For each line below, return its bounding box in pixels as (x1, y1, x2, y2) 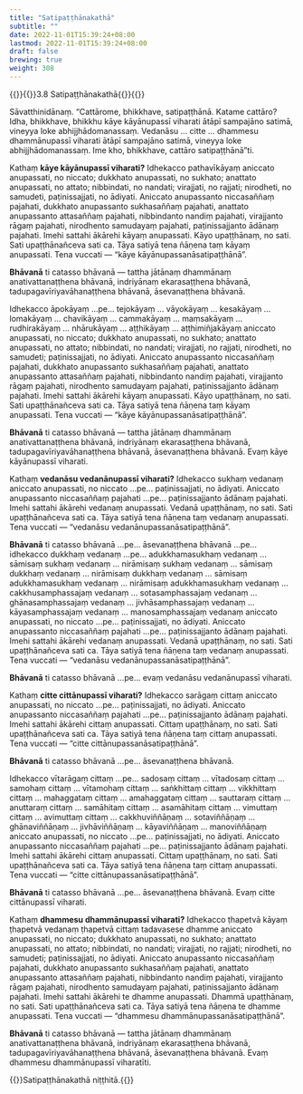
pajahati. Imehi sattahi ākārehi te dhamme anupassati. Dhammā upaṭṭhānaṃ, (9, 991, 294, 1002)
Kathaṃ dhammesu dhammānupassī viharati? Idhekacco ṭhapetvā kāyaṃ (9, 914, 288, 925)
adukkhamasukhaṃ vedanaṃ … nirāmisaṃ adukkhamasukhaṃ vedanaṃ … (9, 577, 289, 588)
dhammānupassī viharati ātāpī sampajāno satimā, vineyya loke (9, 135, 242, 146)
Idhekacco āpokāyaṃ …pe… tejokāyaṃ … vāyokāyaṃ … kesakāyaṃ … (9, 303, 271, 314)
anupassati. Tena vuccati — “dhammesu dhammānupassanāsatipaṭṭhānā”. (9, 1010, 286, 1021)
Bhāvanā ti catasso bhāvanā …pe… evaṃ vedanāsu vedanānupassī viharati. (9, 672, 292, 683)
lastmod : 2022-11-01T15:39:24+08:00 (9, 38, 147, 48)
